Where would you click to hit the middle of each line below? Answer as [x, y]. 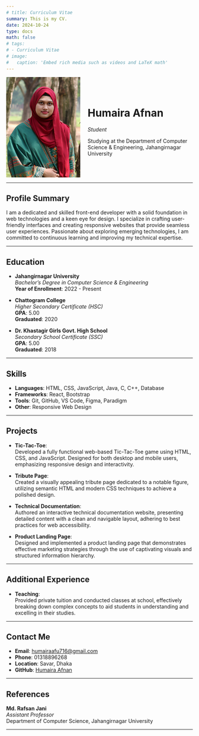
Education [25, 262]
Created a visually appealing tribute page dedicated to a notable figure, [102, 482]
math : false [21, 38]
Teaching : [27, 594]
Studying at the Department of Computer [138, 141]
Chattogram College [40, 300]
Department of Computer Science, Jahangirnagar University [80, 721]
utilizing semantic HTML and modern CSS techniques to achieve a [95, 488]
